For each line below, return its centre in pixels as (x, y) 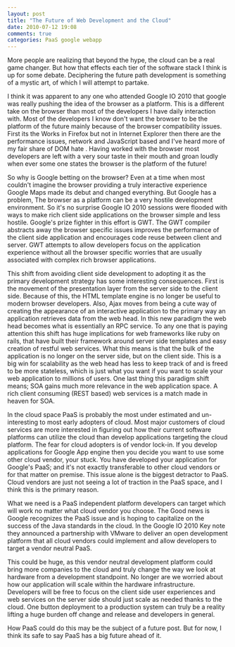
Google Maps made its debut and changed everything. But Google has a (112, 193)
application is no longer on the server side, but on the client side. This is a (114, 356)
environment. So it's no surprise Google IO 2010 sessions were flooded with (117, 207)
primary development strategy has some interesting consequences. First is (116, 281)
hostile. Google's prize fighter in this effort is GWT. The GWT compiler (109, 222)
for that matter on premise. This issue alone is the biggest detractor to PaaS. (118, 475)
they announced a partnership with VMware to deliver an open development (118, 533)
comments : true (30, 34)
